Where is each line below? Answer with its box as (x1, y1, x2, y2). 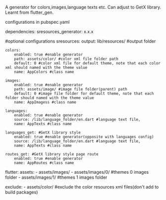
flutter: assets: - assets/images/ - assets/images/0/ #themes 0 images (5, 169, 149, 175)
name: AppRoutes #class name (14, 160, 74, 165)
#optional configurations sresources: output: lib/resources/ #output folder (5, 38, 156, 44)
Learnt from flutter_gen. (5, 9, 54, 15)
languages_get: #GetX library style (5, 130, 81, 135)
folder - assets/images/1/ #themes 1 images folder (5, 174, 108, 180)
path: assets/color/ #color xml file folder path (14, 56, 119, 61)
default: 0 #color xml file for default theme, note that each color (14, 61, 161, 66)
